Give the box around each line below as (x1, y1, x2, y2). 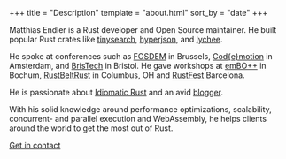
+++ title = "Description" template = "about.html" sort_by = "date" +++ (9, 8, 268, 18)
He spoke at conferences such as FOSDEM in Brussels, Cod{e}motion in (9, 51, 273, 61)
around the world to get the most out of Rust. (9, 123, 174, 133)
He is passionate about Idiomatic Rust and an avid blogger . (9, 87, 224, 97)
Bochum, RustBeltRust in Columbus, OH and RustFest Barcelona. (9, 70, 245, 80)
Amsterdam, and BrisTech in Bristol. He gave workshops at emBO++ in (9, 61, 267, 71)
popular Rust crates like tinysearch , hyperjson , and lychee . (9, 34, 223, 44)
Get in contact (9, 140, 61, 150)
